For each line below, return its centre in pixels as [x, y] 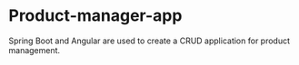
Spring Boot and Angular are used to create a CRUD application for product [149, 41]
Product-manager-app [95, 16]
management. [35, 50]
